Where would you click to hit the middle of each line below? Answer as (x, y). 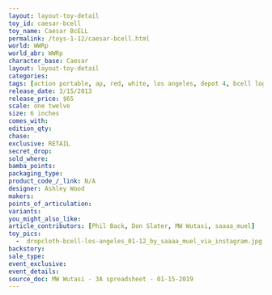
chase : (19, 136)
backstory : (27, 249)
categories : (28, 76)
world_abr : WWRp (36, 53)
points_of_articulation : (50, 204)
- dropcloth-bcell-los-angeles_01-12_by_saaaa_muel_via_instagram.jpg (139, 242)
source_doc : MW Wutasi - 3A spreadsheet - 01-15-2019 (101, 279)
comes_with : (28, 121)
